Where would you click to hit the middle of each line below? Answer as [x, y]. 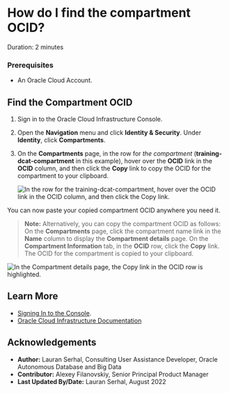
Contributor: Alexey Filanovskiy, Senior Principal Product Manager [113, 374]
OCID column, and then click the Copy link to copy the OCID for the [114, 168]
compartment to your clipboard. [63, 176]
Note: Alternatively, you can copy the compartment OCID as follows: [123, 224]
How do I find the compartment [99, 13]
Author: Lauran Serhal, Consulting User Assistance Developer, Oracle [117, 359]
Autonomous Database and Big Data [69, 366]
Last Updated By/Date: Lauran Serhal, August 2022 [92, 381]
